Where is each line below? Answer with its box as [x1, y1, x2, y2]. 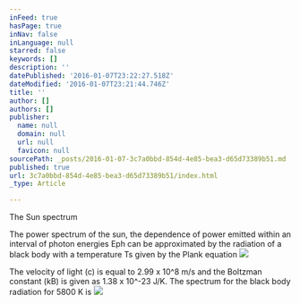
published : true [9, 163, 70, 172]
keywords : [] [9, 55, 58, 63]
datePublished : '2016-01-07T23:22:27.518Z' [9, 72, 175, 80]
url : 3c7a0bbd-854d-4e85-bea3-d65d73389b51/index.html [9, 171, 219, 180]
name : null [17, 122, 58, 131]
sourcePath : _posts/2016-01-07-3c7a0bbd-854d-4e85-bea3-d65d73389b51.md [9, 154, 287, 164]
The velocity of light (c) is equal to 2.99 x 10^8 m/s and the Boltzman [9, 266, 262, 277]
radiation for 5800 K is [9, 287, 92, 298]
